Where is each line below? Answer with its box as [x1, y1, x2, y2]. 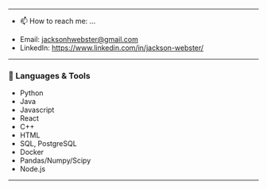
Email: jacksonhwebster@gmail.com [19, 35, 139, 44]
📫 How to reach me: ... [19, 17, 96, 25]
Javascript [19, 105, 55, 115]
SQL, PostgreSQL [19, 139, 77, 148]
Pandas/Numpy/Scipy [19, 156, 91, 165]
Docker [19, 148, 44, 157]
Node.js [19, 164, 46, 174]
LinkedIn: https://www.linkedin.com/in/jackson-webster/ [19, 43, 204, 52]
